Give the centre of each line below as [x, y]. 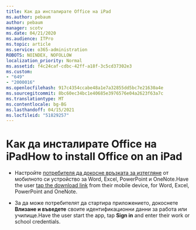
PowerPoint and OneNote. [46, 192]
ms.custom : [19, 72]
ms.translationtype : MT [35, 99]
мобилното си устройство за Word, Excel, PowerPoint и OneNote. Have [102, 179]
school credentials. [37, 222]
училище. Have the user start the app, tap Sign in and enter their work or [102, 215]
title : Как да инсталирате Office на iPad [59, 11]
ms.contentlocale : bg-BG [36, 104]
